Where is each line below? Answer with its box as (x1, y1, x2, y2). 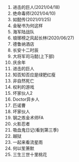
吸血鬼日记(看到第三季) (12, 127, 59, 133)
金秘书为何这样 (12, 23, 43, 28)
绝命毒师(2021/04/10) (12, 10, 56, 16)
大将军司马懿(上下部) (12, 54, 55, 59)
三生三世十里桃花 (12, 152, 47, 157)
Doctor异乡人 (12, 96, 39, 102)
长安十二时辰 (12, 47, 39, 53)
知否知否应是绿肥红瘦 (12, 72, 56, 78)
